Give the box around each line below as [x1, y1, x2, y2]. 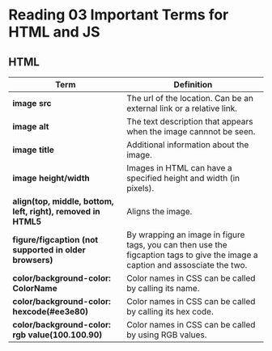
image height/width [12, 172, 91, 184]
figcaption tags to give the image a [126, 249, 258, 260]
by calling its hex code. [126, 306, 214, 317]
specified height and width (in [126, 172, 240, 184]
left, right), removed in [12, 206, 101, 217]
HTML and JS [8, 23, 100, 41]
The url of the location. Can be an [126, 93, 253, 104]
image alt [12, 121, 49, 132]
